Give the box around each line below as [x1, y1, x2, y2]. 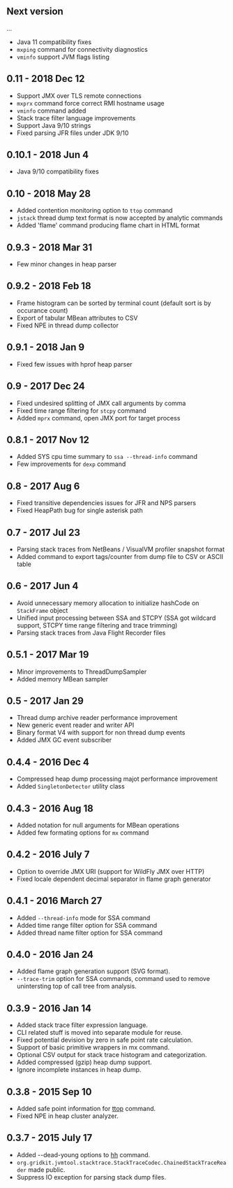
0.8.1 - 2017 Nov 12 [6, 434, 90, 446]
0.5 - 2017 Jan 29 [6, 695, 84, 707]
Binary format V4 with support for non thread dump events [16, 728, 186, 737]
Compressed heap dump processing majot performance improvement [16, 775, 218, 783]
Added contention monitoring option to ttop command [16, 206, 173, 215]
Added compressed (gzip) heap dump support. [16, 1058, 153, 1066]
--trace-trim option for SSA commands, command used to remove [16, 975, 211, 983]
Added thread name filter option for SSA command [16, 928, 163, 937]
